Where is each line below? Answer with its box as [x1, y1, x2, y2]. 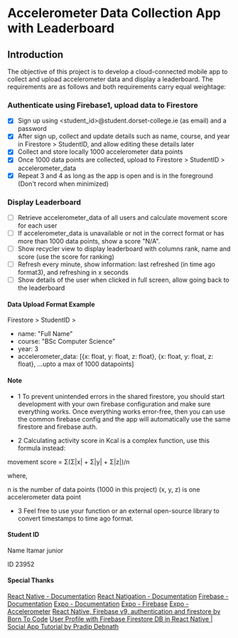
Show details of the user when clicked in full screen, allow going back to [17, 276, 229, 284]
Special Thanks [7, 576, 55, 585]
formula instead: [17, 444, 66, 452]
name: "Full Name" [17, 330, 73, 338]
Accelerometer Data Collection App [7, 5, 222, 21]
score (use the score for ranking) [17, 253, 115, 261]
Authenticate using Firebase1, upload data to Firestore [7, 100, 199, 110]
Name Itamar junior [7, 546, 64, 555]
